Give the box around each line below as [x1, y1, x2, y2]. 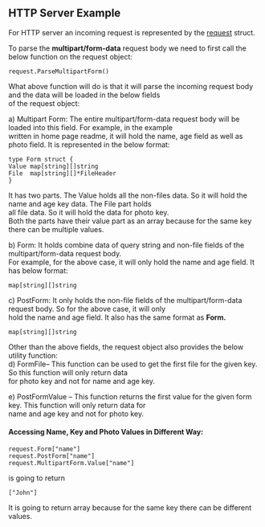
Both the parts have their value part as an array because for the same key [8, 216, 252, 226]
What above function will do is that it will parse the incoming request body [8, 81, 254, 91]
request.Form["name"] [8, 445, 81, 453]
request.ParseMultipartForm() [8, 67, 110, 76]
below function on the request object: [8, 51, 132, 61]
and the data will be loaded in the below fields [8, 90, 161, 100]
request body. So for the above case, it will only [8, 304, 166, 313]
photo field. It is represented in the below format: [8, 140, 170, 149]
